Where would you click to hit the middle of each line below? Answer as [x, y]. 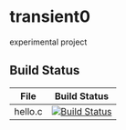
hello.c [28, 111]
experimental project [48, 42]
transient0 [50, 17]
